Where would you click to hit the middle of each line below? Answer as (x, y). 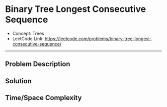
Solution (18, 81)
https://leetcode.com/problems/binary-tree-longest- (98, 39)
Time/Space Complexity (43, 98)
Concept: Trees (28, 33)
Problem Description (38, 64)
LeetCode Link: (28, 39)
